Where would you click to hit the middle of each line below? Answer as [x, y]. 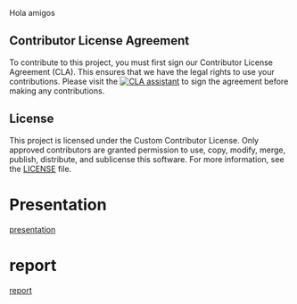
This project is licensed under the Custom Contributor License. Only [134, 140]
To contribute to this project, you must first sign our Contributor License [141, 62]
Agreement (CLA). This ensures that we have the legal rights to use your [142, 71]
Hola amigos [32, 13]
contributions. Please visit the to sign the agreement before [149, 81]
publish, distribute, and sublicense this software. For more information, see [147, 159]
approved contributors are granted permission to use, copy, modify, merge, [148, 150]
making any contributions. [57, 90]
